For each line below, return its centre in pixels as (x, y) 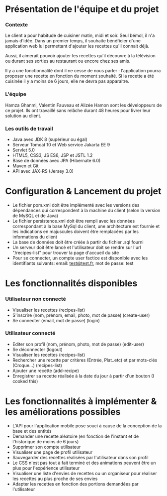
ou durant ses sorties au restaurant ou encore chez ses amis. (68, 61)
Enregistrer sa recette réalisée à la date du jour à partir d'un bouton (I (83, 376)
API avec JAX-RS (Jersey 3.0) (43, 171)
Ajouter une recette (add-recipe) (46, 371)
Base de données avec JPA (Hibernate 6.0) (56, 161)
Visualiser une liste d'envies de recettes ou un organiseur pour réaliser (85, 473)
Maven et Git (25, 166)
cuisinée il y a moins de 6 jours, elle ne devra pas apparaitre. (67, 81)
